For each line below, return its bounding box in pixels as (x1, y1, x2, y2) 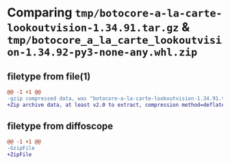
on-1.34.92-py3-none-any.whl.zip (7, 46, 198, 59)
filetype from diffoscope (7, 120, 114, 132)
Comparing (7, 5, 73, 21)
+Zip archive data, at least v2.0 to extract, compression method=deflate (7, 101, 225, 108)
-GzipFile (7, 145, 36, 152)
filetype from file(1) (7, 71, 91, 82)
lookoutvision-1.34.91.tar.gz (7, 22, 179, 35)
